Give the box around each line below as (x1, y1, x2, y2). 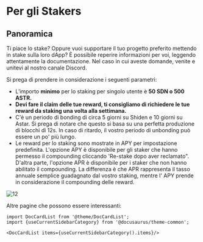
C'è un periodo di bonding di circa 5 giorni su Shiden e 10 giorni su (15, 114, 183, 121)
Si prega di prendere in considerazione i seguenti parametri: (6, 76, 157, 83)
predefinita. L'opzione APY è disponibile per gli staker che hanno (15, 146, 178, 153)
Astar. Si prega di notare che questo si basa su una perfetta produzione (15, 120, 195, 127)
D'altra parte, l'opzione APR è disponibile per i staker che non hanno (15, 159, 187, 166)
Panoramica (6, 29, 53, 39)
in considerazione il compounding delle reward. (15, 179, 135, 185)
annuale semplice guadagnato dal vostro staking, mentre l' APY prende (15, 172, 194, 179)
